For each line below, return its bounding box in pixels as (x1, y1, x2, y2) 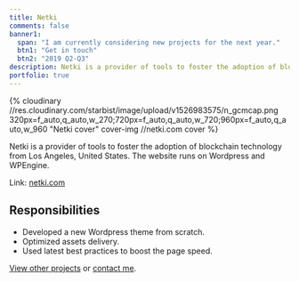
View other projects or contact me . (9, 262, 137, 273)
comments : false (9, 21, 69, 30)
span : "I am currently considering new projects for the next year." (17, 37, 280, 47)
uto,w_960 (9, 124, 48, 134)
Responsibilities (9, 203, 101, 218)
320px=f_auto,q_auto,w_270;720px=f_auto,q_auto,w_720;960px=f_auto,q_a (9, 114, 287, 125)
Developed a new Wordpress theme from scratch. (21, 226, 205, 237)
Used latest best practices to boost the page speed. (21, 246, 213, 256)
